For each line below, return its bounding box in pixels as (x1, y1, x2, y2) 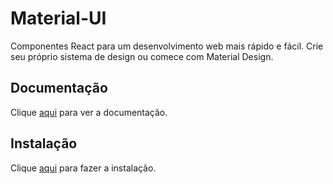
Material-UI (10, 7, 107, 30)
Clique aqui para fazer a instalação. (10, 162, 157, 174)
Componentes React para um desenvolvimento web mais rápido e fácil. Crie (10, 40, 324, 52)
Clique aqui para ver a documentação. (10, 106, 168, 118)
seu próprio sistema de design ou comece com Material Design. (10, 50, 274, 62)
